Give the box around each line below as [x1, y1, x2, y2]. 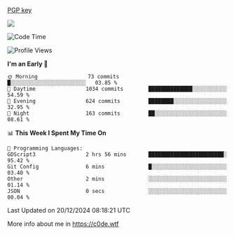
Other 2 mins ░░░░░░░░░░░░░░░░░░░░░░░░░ [7, 176, 228, 183]
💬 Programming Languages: [7, 145, 83, 152]
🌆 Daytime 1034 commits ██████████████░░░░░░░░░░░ [7, 85, 228, 92]
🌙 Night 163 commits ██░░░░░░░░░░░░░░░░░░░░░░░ [7, 110, 228, 117]
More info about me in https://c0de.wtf [7, 220, 119, 228]
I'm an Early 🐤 [7, 59, 48, 68]
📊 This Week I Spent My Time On [7, 129, 106, 137]
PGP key [7, 6, 32, 14]
